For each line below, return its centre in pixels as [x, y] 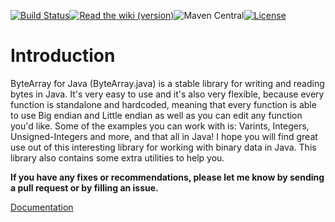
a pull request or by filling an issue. [84, 187]
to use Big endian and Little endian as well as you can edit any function [156, 115]
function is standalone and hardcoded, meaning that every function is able [163, 104]
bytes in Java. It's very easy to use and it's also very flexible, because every [167, 94]
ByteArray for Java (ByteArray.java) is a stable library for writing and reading [167, 83]
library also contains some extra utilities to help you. [117, 157]
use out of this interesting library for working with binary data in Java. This [163, 147]
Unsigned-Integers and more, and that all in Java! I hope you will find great [164, 136]
